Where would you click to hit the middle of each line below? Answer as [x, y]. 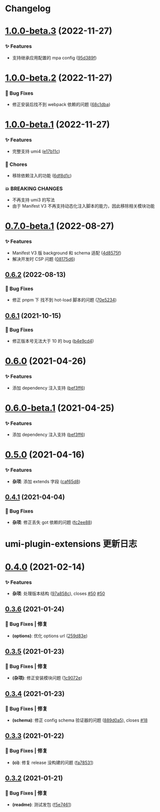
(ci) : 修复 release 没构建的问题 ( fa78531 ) [53, 762]
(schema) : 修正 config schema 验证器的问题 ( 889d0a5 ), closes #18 [80, 720]
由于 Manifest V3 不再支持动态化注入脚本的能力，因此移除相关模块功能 [83, 206]
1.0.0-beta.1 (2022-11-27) [57, 124]
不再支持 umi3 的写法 [34, 200]
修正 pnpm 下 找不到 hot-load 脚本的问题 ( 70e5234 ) [64, 300]
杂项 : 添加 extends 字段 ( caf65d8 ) [46, 481]
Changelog [28, 9]
